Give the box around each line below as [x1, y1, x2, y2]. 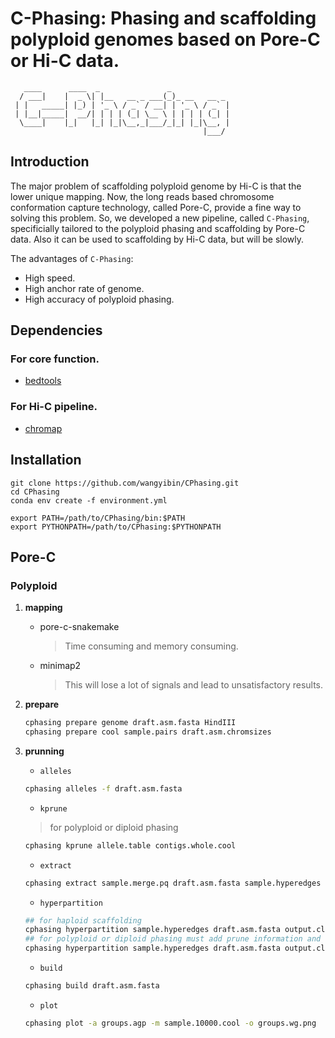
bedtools [24, 375, 62, 387]
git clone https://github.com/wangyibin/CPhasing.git [10, 478, 240, 488]
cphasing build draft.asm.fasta [24, 981, 160, 991]
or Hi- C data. [10, 50, 120, 72]
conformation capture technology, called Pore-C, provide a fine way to [10, 201, 302, 213]
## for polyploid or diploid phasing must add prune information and [24, 934, 322, 944]
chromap [24, 422, 63, 434]
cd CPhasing [10, 487, 60, 497]
